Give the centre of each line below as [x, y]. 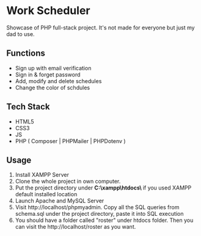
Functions [26, 53]
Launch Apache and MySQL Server [60, 201]
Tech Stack [28, 107]
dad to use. [20, 34]
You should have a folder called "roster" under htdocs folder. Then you [104, 220]
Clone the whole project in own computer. [68, 182]
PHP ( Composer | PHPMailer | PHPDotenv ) [71, 141]
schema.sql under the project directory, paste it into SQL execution [99, 214]
